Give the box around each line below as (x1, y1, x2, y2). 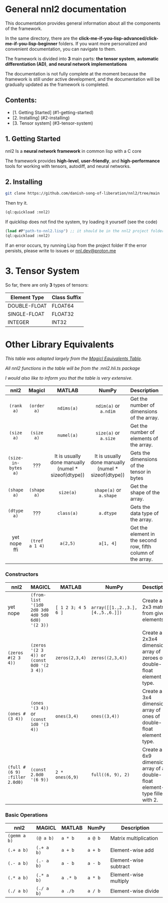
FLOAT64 (51, 302, 74, 309)
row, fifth (130, 543, 151, 550)
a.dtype (98, 510, 117, 516)
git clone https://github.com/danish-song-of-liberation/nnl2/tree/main (5, 191, 160, 196)
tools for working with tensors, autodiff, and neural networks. (5, 163, 131, 169)
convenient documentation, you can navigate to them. (5, 46, 116, 52)
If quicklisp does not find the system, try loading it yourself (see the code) (5, 219, 157, 225)
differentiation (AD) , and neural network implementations (5, 61, 127, 67)
